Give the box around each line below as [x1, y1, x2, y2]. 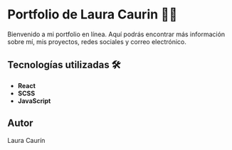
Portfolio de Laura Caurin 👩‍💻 [7, 6, 178, 23]
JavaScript [17, 96, 51, 105]
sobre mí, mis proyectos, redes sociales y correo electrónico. [7, 37, 186, 45]
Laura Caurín [7, 136, 46, 144]
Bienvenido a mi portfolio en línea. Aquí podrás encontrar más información [7, 30, 226, 38]
